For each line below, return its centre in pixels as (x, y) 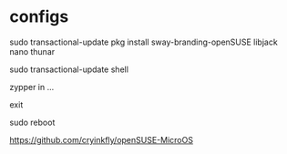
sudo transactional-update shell (69, 69)
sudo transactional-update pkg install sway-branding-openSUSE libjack (143, 42)
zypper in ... (32, 87)
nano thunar (32, 51)
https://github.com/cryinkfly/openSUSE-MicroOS (102, 139)
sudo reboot (32, 122)
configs (39, 17)
